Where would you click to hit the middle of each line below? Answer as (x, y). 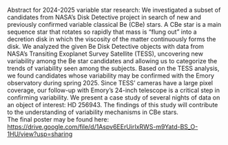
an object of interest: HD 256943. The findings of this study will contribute (113, 105)
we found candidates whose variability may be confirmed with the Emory (111, 76)
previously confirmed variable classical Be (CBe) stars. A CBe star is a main (114, 24)
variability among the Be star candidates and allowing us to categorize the (112, 61)
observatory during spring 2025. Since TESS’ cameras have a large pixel (110, 83)
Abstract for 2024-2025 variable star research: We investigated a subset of (114, 10)
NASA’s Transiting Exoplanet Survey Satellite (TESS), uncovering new (105, 54)
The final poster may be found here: (58, 119)
